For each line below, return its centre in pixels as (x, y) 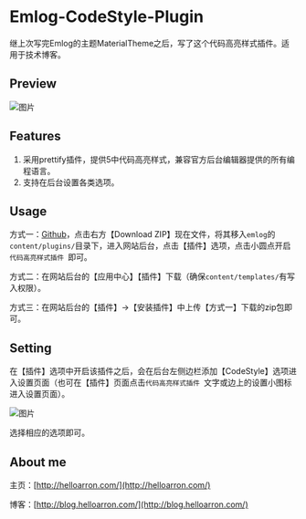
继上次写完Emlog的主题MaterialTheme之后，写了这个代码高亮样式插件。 (146, 43)
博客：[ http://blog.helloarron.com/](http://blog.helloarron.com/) (129, 504)
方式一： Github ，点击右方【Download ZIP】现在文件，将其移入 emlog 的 (142, 234)
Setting (31, 348)
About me (38, 462)
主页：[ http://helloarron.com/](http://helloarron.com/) (110, 485)
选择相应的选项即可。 (49, 433)
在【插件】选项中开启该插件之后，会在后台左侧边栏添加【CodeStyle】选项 (149, 371)
